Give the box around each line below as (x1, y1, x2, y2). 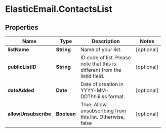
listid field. (81, 73, 105, 80)
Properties (5, 23, 39, 32)
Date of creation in (81, 81, 124, 88)
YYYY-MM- (81, 87, 110, 93)
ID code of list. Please (81, 54, 131, 61)
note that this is (81, 60, 116, 67)
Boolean (56, 110, 76, 117)
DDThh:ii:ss (81, 93, 107, 100)
